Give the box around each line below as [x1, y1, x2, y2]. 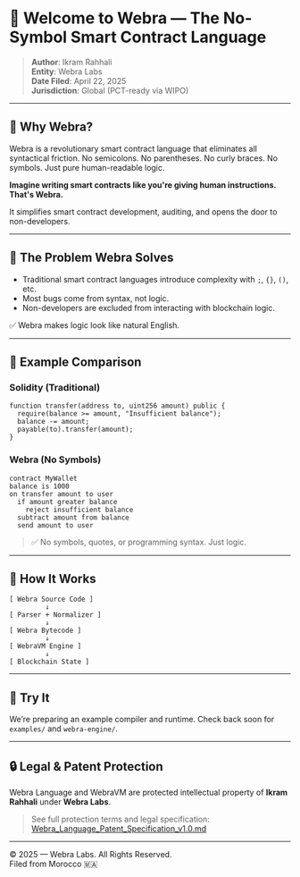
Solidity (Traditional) [9, 381, 101, 393]
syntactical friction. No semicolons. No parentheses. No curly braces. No [9, 152, 279, 164]
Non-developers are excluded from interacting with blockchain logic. [21, 302, 275, 313]
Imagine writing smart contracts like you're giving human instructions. [9, 179, 277, 190]
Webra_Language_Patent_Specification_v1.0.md [30, 822, 207, 834]
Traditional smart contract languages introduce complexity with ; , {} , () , [21, 274, 288, 284]
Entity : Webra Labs [30, 66, 103, 77]
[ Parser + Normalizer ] [9, 611, 102, 620]
